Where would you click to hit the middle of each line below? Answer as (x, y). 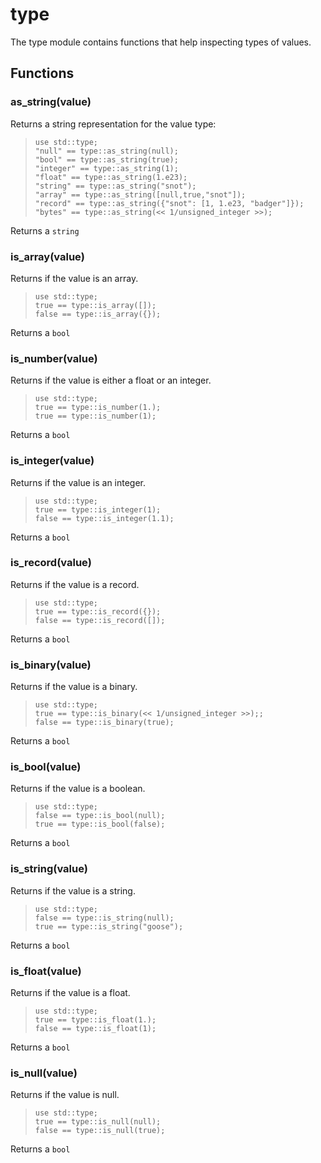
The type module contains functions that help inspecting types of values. (161, 42)
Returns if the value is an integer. (78, 482)
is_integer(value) (52, 461)
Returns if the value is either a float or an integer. (111, 380)
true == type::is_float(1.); (95, 1020)
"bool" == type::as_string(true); (106, 159)
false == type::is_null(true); (100, 1131)
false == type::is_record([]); (100, 620)
